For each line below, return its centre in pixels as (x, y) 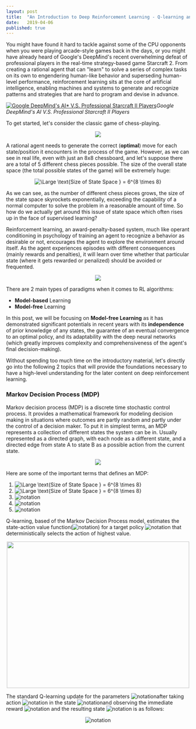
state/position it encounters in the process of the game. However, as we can (98, 152)
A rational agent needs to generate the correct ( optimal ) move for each (92, 146)
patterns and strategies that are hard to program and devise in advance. (92, 94)
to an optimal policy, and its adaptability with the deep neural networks (91, 337)
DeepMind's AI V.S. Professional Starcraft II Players (68, 112)
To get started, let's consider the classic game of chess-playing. (83, 123)
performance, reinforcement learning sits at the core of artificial (95, 82)
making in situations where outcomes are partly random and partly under (94, 420)
